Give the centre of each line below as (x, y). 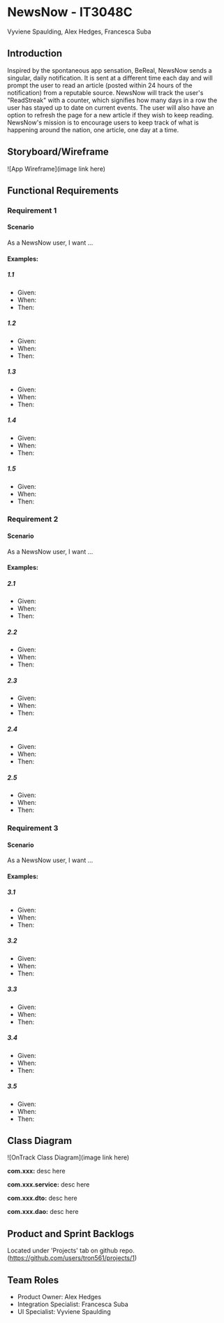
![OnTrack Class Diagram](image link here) (68, 1157)
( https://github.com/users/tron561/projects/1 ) (72, 1258)
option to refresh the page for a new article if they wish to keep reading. (111, 115)
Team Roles (33, 1280)
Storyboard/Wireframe (58, 152)
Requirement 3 (33, 828)
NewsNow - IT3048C (70, 12)
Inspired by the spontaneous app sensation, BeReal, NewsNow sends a (110, 70)
